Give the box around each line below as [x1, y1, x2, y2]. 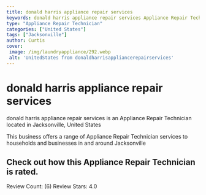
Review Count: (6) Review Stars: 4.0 [6, 183, 97, 190]
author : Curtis [6, 37, 45, 44]
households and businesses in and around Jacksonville [6, 139, 146, 147]
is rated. [6, 166, 39, 177]
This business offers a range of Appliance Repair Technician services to [6, 132, 188, 140]
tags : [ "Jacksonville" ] [6, 32, 67, 38]
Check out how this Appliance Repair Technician [6, 157, 196, 167]
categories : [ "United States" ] [6, 26, 86, 32]
